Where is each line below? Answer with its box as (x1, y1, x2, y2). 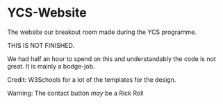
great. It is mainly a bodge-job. (7, 62, 95, 70)
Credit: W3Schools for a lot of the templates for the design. (7, 75, 176, 84)
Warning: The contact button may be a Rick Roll (7, 89, 144, 97)
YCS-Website (7, 5, 87, 21)
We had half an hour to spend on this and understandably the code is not (7, 54, 217, 63)
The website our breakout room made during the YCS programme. (7, 28, 197, 36)
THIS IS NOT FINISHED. (7, 41, 75, 49)
